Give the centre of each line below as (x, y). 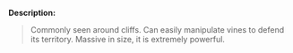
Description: (32, 13)
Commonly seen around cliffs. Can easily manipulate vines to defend (157, 30)
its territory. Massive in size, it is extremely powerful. (128, 39)
